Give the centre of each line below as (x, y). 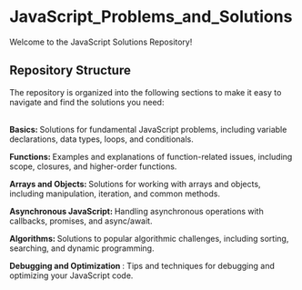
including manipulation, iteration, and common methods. (115, 194)
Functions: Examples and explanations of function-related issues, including (151, 156)
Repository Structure (70, 70)
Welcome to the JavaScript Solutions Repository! (101, 42)
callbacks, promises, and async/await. (81, 221)
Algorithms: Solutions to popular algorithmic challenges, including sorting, (149, 238)
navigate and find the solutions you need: (87, 102)
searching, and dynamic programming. (82, 248)
